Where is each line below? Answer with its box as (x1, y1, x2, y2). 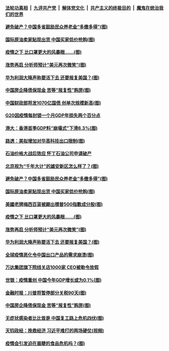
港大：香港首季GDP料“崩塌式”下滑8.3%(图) (5, 125, 98, 131)
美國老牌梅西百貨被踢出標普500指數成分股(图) (5, 201, 103, 207)
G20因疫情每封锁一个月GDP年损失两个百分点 (5, 113, 101, 119)
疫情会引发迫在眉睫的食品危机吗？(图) (5, 340, 86, 346)
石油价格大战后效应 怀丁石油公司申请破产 (5, 150, 92, 157)
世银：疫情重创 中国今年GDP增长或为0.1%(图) (5, 277, 102, 283)
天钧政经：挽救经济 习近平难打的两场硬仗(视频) (5, 327, 104, 334)
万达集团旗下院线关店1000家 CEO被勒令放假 (5, 264, 99, 271)
